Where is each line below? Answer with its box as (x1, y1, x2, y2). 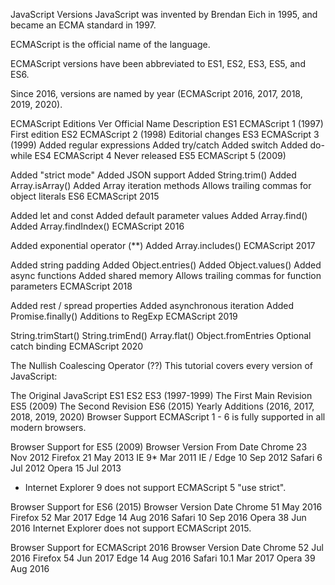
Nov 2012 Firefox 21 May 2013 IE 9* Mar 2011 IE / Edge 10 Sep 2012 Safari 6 (10, 452, 323, 463)
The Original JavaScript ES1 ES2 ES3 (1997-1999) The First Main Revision (10, 390, 313, 401)
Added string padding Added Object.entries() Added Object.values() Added (10, 259, 322, 271)
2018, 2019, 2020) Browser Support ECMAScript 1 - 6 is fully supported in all (10, 411, 326, 423)
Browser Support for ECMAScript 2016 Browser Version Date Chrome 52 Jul (10, 542, 324, 553)
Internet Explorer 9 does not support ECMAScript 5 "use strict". (24, 482, 287, 493)
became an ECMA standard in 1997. (10, 19, 157, 31)
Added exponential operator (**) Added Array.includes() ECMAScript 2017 (10, 240, 316, 251)
